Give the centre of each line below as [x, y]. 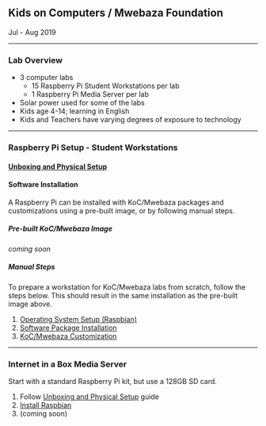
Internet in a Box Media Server [68, 364]
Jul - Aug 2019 [32, 32]
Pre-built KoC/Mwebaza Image [61, 228]
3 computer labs [46, 78]
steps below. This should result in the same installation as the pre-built [123, 295]
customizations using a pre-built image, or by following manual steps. [122, 210]
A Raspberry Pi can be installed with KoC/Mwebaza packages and [116, 202]
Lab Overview [36, 60]
